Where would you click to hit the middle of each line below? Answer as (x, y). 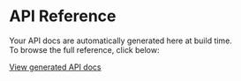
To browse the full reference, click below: (85, 49)
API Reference (63, 16)
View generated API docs (55, 67)
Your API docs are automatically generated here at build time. (120, 40)
